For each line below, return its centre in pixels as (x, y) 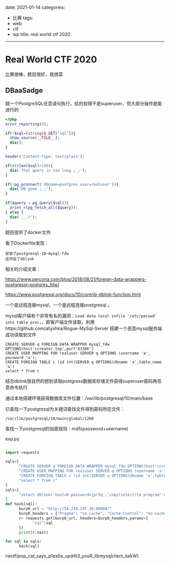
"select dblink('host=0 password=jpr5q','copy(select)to (80, 494)
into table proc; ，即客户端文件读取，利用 (50, 322)
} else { (14, 212)
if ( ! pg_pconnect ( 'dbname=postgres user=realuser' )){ (62, 184)
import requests (22, 452)
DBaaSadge (24, 91)
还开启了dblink (20, 259)
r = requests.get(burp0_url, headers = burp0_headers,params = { (83, 518)
